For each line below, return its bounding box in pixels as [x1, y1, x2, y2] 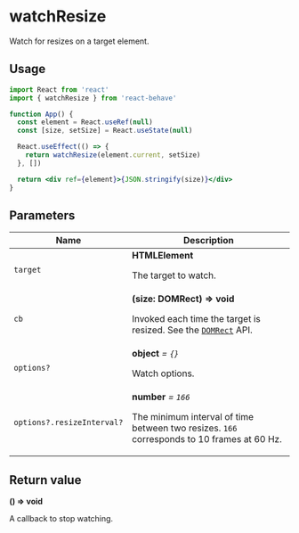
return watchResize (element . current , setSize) [25, 151, 201, 160]
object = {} [132, 348, 180, 360]
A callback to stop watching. [9, 513, 114, 524]
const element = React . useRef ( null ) [17, 118, 153, 127]
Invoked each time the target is [132, 313, 261, 325]
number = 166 [132, 390, 190, 403]
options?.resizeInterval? [13, 417, 124, 428]
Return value [9, 472, 82, 488]
